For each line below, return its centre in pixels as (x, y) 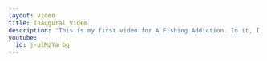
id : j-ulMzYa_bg (42, 45)
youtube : (23, 38)
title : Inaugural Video (48, 23)
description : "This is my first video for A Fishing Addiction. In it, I (134, 30)
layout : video (32, 15)
